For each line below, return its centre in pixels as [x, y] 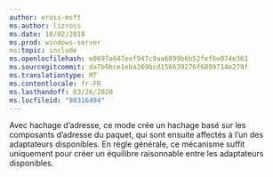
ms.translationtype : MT [53, 76]
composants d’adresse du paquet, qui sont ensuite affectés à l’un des [136, 135]
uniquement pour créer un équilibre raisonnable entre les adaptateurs [136, 154]
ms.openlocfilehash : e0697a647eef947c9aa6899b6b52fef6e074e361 [129, 59]
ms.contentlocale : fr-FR [55, 84]
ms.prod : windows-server [55, 42]
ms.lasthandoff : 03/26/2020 [61, 92]
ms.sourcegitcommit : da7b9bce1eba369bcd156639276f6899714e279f [129, 68]
